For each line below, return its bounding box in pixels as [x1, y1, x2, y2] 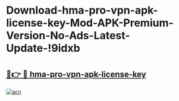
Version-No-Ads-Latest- [6, 29, 130, 42]
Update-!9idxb [6, 42, 80, 55]
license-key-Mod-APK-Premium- [6, 16, 174, 30]
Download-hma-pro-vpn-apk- [6, 4, 158, 17]
